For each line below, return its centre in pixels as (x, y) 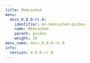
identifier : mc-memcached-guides (50, 24)
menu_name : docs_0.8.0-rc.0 (35, 43)
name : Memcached (32, 29)
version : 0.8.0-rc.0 (32, 52)
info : (11, 48)
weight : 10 (26, 39)
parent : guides (31, 34)
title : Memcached (24, 10)
